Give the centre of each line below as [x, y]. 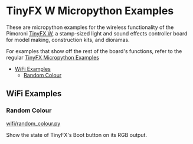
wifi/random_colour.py [33, 123]
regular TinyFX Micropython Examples [53, 57]
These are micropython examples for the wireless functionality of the [90, 27]
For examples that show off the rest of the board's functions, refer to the [94, 51]
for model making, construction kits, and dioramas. [68, 40]
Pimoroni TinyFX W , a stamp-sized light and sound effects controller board [97, 33]
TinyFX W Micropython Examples [90, 11]
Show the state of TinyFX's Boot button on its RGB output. [77, 135]
